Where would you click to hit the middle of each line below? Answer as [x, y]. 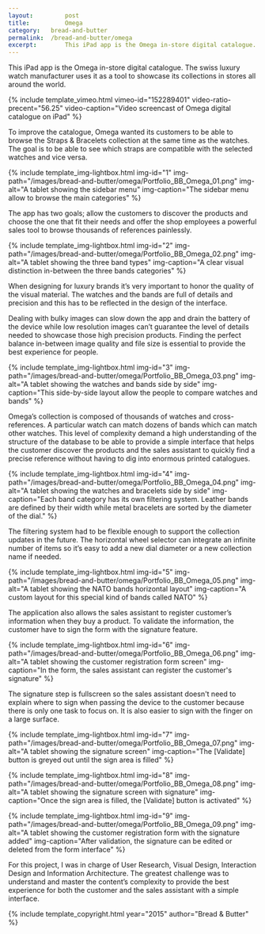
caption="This [32, 392]
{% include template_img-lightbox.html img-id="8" [91, 775]
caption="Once [33, 801]
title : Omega [45, 23]
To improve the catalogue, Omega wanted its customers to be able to [121, 132]
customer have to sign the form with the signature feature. [103, 630]
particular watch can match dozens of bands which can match [156, 425]
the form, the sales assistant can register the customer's [140, 670]
